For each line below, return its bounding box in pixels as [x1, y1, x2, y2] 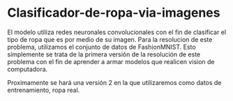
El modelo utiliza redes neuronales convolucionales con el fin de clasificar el [7, 28, 227, 36]
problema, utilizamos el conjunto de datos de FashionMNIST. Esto [7, 42, 197, 51]
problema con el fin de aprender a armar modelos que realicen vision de [7, 57, 215, 65]
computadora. [7, 65, 48, 73]
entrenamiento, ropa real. [7, 86, 80, 94]
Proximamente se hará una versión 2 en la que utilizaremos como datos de [7, 78, 222, 86]
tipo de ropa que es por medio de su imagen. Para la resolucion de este [7, 35, 213, 43]
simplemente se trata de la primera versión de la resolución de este [7, 50, 201, 59]
